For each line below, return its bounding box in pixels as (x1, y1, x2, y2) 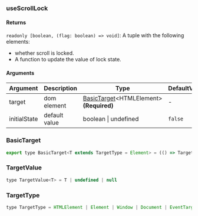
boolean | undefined (82, 115, 139, 123)
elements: (6, 38, 31, 45)
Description (44, 84, 78, 93)
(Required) (82, 102, 114, 110)
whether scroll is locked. (14, 50, 75, 57)
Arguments (6, 69, 35, 76)
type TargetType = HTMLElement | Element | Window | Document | (6, 204, 167, 210)
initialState (9, 115, 38, 123)
